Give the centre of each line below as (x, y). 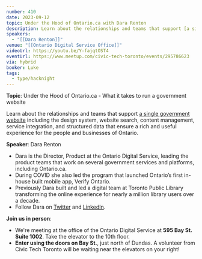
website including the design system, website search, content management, (100, 120)
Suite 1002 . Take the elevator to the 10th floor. (72, 237)
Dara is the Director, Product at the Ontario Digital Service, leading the (102, 156)
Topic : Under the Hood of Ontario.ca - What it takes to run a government (96, 96)
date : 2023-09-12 (28, 17)
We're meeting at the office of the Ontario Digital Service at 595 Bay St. (103, 230)
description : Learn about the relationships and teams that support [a (98, 28)
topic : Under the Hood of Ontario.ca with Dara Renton (76, 23)
